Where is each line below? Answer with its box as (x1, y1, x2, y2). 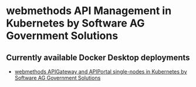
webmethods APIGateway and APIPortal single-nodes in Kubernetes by (14, 68, 187, 75)
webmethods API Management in (6, 4, 172, 18)
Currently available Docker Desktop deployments (6, 52, 190, 62)
